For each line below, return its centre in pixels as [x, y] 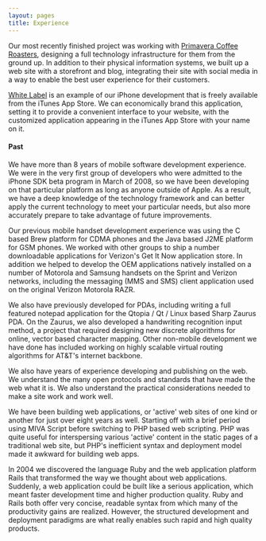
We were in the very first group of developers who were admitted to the [125, 172]
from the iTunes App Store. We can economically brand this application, [126, 103]
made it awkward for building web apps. [74, 454]
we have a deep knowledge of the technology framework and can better [126, 198]
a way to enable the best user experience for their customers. [109, 79]
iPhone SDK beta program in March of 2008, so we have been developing [129, 181]
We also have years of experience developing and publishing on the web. [128, 371]
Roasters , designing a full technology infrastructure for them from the [122, 54]
